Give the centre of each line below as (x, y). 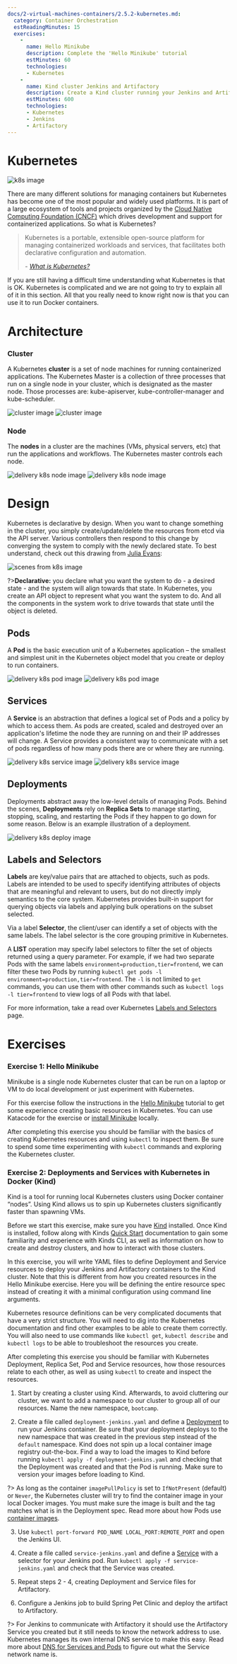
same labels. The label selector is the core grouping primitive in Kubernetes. (118, 935)
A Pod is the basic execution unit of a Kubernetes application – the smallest (117, 650)
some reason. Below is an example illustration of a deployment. (99, 824)
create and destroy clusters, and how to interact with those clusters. (107, 1248)
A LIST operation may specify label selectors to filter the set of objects (110, 949)
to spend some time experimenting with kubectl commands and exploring (115, 1146)
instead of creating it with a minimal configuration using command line (109, 1292)
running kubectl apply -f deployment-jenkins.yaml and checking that (120, 1460)
